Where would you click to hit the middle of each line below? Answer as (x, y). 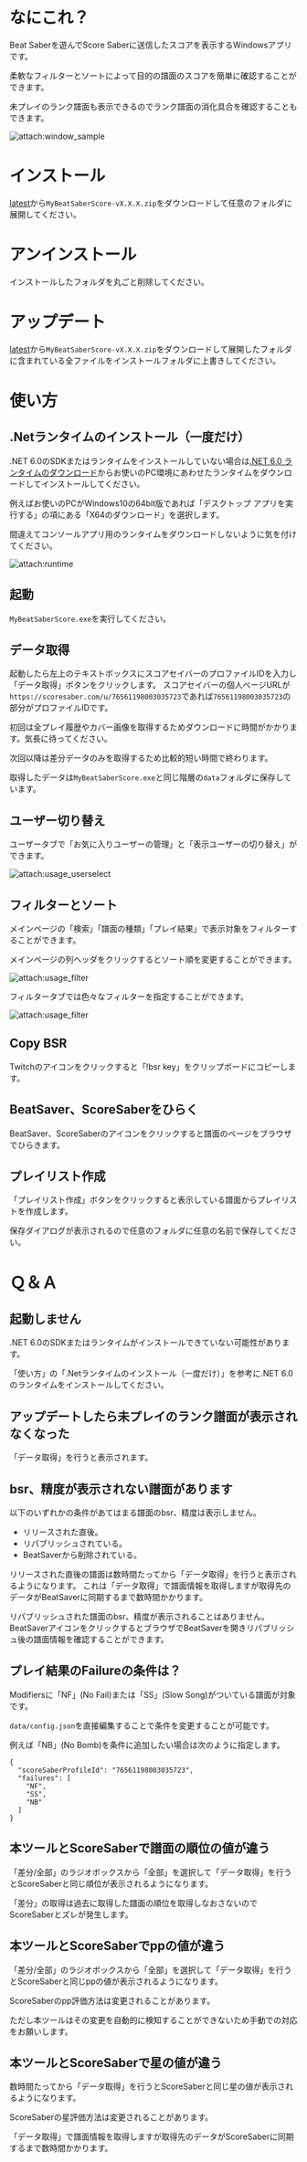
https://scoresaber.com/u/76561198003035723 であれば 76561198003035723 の (150, 696)
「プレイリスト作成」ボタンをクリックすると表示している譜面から (133, 1200)
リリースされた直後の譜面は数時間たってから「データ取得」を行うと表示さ (149, 1575)
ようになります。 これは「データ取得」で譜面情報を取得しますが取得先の (154, 1586)
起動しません (46, 1319)
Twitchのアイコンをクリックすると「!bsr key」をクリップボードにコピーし (149, 1066)
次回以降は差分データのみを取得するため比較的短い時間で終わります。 (141, 758)
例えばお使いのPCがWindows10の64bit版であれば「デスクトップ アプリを (148, 503)
